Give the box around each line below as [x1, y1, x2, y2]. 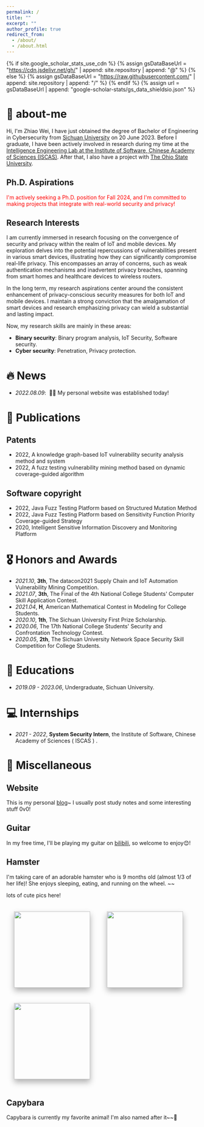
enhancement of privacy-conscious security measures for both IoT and [6, 291, 185, 299]
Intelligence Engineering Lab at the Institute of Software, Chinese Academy [6, 147, 195, 154]
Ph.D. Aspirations [6, 178, 74, 188]
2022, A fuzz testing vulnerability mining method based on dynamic [15, 464, 186, 471]
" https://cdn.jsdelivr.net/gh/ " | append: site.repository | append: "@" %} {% [6, 66, 196, 73]
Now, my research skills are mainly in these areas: [6, 322, 132, 330]
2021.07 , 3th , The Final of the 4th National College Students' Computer [15, 590, 194, 598]
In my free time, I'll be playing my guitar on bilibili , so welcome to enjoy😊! [6, 839, 191, 846]
